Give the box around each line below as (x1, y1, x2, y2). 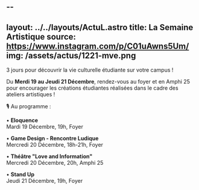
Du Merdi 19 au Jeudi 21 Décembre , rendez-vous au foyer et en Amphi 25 (6, 78, 190, 85)
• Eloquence (6, 117, 38, 124)
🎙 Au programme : (6, 103, 51, 110)
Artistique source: (6, 31, 77, 41)
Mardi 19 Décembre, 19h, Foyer (6, 123, 83, 130)
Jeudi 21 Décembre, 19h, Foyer (6, 177, 83, 185)
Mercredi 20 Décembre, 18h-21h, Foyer (6, 141, 104, 149)
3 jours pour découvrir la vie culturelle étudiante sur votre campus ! (6, 66, 174, 74)
